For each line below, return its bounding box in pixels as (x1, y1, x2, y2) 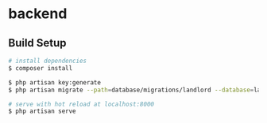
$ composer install (8, 64, 73, 72)
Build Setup (8, 36, 67, 50)
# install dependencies (8, 57, 87, 65)
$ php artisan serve (8, 107, 77, 115)
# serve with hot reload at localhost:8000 (8, 100, 155, 108)
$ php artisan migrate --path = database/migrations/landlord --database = (8, 86, 254, 94)
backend (8, 5, 68, 23)
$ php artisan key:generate (8, 78, 102, 87)
